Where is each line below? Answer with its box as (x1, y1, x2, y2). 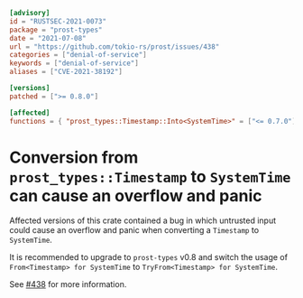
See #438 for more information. (9, 279, 127, 290)
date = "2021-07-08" (9, 33, 87, 42)
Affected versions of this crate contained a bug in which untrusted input (9, 215, 277, 226)
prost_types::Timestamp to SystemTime (9, 166, 291, 187)
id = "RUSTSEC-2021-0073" (9, 16, 106, 26)
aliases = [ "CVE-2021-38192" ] (9, 68, 124, 77)
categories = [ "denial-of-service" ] (9, 51, 147, 60)
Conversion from (9, 147, 139, 167)
